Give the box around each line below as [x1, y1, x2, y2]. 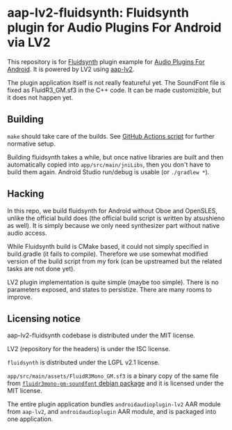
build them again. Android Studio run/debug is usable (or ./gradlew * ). [7, 167, 210, 176]
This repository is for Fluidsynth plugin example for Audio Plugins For [7, 57, 205, 66]
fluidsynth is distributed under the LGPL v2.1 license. [7, 358, 160, 367]
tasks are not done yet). [7, 264, 75, 272]
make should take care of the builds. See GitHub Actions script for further [7, 132, 215, 140]
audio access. [7, 229, 47, 237]
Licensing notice [7, 312, 81, 325]
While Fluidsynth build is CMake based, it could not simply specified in [7, 242, 209, 250]
